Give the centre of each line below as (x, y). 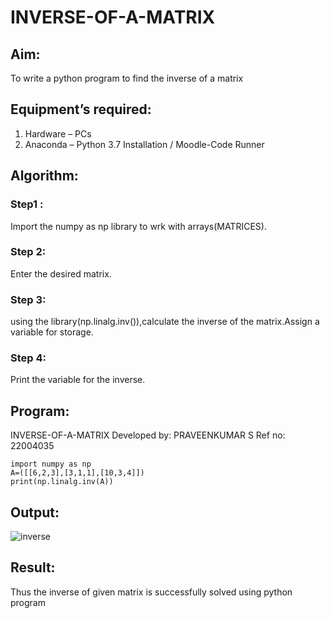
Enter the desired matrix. (61, 273)
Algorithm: (44, 176)
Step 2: (28, 252)
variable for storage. (52, 332)
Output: (35, 512)
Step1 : (27, 204)
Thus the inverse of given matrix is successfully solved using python (151, 592)
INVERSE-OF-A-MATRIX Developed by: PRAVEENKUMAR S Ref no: (148, 435)
